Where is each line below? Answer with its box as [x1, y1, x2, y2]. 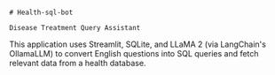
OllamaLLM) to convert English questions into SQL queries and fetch [9, 49, 259, 58]
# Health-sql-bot [9, 8, 74, 17]
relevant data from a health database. [9, 58, 146, 68]
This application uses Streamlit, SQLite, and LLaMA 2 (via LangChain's [9, 39, 266, 49]
